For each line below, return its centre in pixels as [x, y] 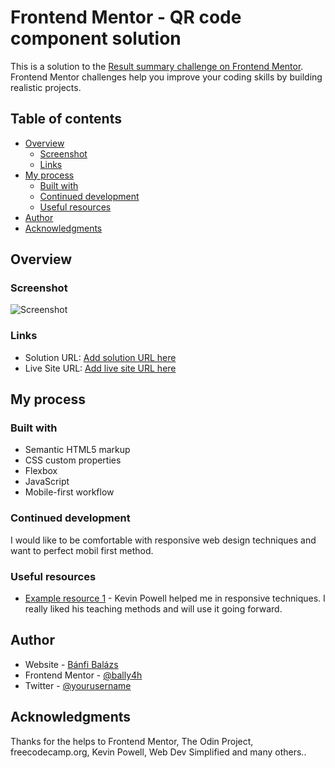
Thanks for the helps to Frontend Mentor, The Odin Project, [132, 741]
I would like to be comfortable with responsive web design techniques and [163, 540]
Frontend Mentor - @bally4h [83, 675]
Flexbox [41, 471]
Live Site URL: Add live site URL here [100, 368]
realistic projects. [46, 87]
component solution [96, 38]
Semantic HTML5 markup [77, 450]
